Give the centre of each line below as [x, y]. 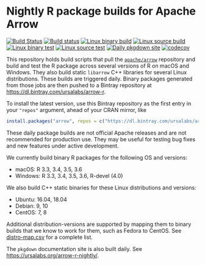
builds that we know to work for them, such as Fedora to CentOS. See [94, 230]
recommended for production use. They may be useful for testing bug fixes [101, 139]
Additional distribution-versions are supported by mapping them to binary [99, 224]
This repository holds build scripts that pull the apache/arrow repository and [101, 59]
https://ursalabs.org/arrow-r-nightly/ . [53, 255]
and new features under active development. [63, 146]
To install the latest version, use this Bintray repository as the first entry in [99, 103]
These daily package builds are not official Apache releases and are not [96, 133]
